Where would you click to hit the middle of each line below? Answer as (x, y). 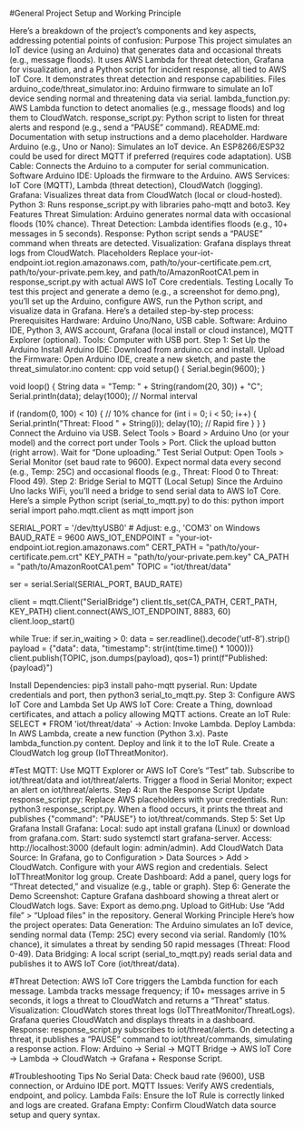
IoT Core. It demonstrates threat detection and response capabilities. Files (147, 79)
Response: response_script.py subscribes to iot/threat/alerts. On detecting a (152, 1029)
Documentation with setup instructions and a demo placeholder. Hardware (148, 137)
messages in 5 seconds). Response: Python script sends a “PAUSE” (136, 234)
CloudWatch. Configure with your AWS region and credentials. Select (139, 867)
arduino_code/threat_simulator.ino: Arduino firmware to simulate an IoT (142, 89)
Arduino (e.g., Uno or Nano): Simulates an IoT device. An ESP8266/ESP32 (147, 146)
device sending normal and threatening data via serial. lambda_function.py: (150, 98)
